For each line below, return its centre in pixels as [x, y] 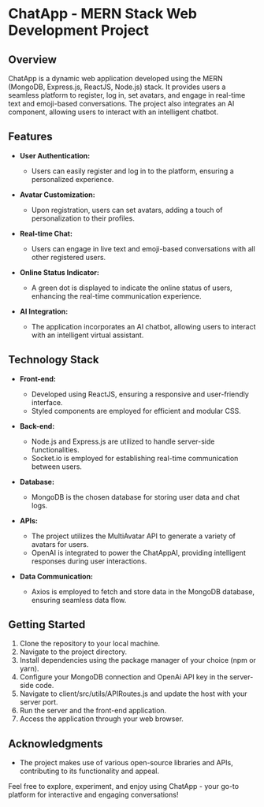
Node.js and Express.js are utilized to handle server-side [123, 441]
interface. [47, 402]
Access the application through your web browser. [101, 719]
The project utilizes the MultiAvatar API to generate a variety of [134, 536]
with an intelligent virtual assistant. [87, 335]
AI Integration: [44, 311]
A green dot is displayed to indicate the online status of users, [132, 288]
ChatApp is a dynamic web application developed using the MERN [115, 78]
